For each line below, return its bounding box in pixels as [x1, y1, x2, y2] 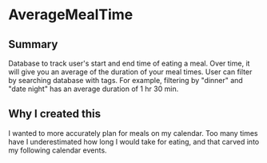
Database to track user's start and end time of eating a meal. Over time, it [8, 58, 250, 68]
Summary [8, 38, 58, 51]
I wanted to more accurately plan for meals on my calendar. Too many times [8, 128, 258, 137]
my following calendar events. [8, 145, 107, 155]
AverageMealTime [8, 6, 133, 24]
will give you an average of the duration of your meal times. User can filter [8, 67, 253, 77]
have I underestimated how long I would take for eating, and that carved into [8, 137, 260, 146]
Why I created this [8, 107, 102, 121]
